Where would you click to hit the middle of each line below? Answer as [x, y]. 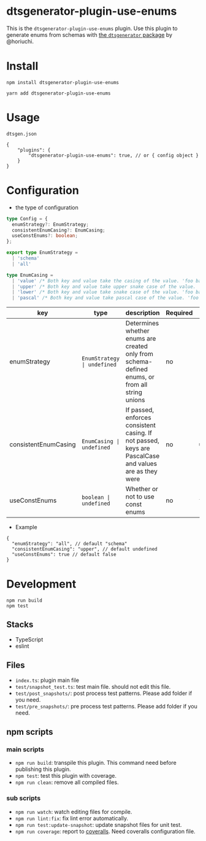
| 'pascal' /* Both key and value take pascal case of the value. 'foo [105, 298]
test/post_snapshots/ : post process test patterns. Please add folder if [104, 693]
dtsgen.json [21, 134]
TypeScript [29, 639]
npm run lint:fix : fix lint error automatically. [72, 818]
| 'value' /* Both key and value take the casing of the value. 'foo [102, 281]
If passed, [140, 410]
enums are [141, 339]
